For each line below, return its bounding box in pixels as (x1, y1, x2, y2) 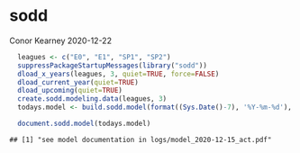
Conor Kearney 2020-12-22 (9, 35, 113, 46)
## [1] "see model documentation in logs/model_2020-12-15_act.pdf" (9, 135, 272, 144)
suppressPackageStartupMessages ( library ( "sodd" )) (17, 60, 207, 70)
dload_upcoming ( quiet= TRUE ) (17, 86, 123, 95)
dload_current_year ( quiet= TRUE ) (17, 77, 140, 86)
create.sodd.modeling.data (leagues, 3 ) (17, 94, 168, 103)
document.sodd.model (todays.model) (17, 119, 151, 129)
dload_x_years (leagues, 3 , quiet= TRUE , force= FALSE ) (17, 69, 220, 78)
